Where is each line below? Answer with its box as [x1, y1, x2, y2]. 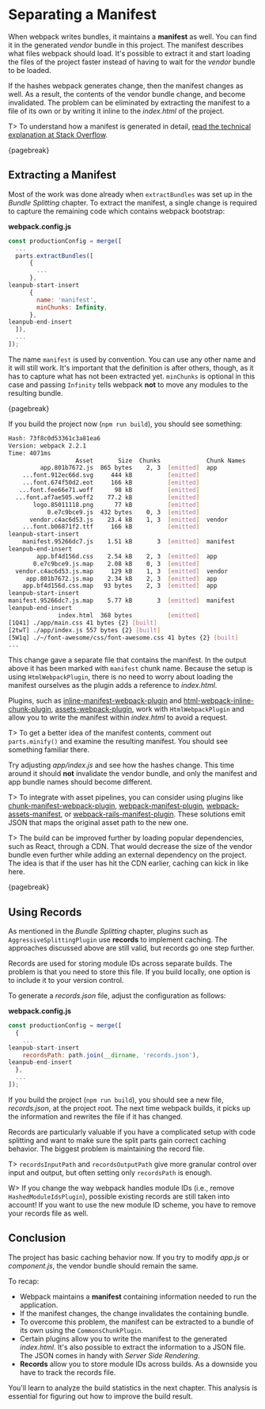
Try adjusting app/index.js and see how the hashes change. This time [8, 760, 235, 770]
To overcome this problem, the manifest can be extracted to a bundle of [19, 1317, 255, 1326]
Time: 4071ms [8, 449, 51, 457]
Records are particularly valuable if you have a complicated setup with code [8, 1127, 256, 1136]
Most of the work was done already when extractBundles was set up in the [8, 189, 253, 199]
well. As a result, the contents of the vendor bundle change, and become [8, 89, 246, 98]
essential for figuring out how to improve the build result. [8, 1391, 193, 1401]
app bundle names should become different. [8, 777, 153, 787]
